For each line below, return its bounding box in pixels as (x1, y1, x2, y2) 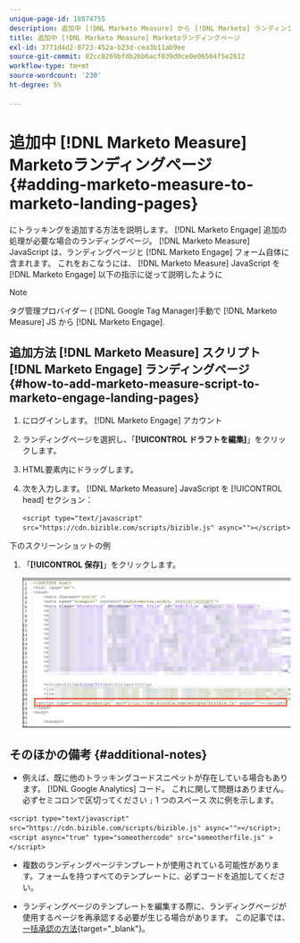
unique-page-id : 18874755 (9, 14, 105, 23)
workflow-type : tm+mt (9, 62, 90, 71)
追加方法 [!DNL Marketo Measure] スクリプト (9, 344, 261, 360)
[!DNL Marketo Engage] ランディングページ (9, 361, 250, 377)
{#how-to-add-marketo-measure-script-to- (9, 376, 261, 391)
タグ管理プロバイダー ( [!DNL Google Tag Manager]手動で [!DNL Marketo (9, 305, 278, 316)
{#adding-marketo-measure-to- (9, 174, 254, 194)
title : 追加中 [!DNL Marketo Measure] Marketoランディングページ (9, 33, 241, 42)
